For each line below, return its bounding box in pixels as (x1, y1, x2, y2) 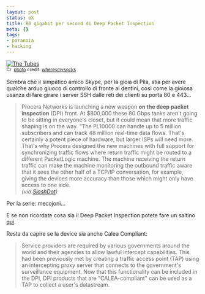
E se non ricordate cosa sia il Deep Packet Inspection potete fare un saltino (6, 211, 196, 219)
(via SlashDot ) (21, 188, 58, 195)
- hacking (6, 44, 32, 50)
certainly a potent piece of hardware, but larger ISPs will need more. (21, 136, 194, 143)
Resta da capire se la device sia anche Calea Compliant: (6, 230, 148, 237)
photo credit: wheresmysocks (13, 67, 76, 73)
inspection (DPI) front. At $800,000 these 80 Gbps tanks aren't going (21, 109, 198, 117)
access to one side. (21, 181, 71, 188)
